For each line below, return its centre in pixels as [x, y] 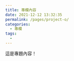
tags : [11, 34]
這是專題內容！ [21, 53]
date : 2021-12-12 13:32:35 [34, 15]
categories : [18, 24]
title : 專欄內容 [21, 10]
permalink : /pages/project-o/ [37, 19]
